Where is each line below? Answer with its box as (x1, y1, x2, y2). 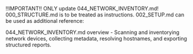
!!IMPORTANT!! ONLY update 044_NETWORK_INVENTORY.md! (5, 5, 159, 12)
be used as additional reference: (5, 18, 84, 24)
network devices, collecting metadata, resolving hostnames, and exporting (5, 35, 187, 42)
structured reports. (5, 41, 51, 48)
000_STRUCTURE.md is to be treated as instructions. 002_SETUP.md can (5, 11, 184, 18)
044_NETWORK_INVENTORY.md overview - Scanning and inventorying (5, 29, 179, 36)
